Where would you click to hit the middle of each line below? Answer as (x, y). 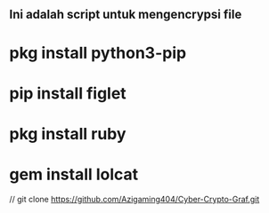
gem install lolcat (74, 174)
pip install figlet (68, 93)
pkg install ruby (68, 134)
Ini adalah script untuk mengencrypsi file (126, 15)
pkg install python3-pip (98, 53)
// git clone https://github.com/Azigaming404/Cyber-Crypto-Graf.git (134, 199)
